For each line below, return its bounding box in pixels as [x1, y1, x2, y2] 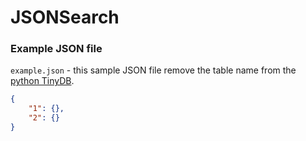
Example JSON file [10, 42, 103, 56]
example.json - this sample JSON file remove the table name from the [10, 64, 297, 76]
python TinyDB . [10, 75, 75, 87]
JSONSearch [10, 6, 120, 29]
